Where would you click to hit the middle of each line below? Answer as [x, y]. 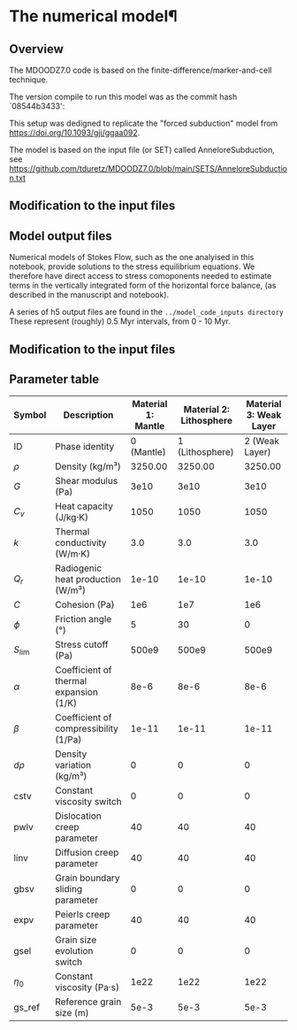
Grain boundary [87, 878]
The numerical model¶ [94, 16]
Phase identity [84, 447]
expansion [76, 692]
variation [73, 765]
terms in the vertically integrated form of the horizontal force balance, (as [143, 286]
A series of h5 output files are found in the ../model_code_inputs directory [147, 312]
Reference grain [88, 1002]
